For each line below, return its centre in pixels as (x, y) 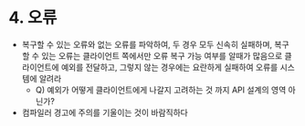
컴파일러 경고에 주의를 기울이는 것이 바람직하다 (105, 112)
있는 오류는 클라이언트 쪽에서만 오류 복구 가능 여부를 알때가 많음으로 (162, 55)
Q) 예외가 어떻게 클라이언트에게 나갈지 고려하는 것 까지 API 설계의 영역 (161, 90)
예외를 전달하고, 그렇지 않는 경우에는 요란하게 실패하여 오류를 (170, 67)
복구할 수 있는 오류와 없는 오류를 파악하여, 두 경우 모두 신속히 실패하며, (147, 44)
